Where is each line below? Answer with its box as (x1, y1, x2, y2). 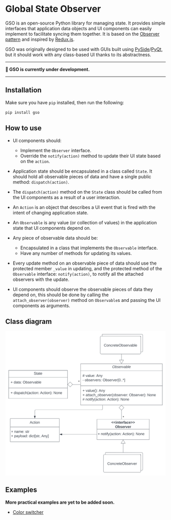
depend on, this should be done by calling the (12, 292, 109, 298)
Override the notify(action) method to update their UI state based (20, 153, 161, 159)
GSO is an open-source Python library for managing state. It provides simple (5, 20, 165, 26)
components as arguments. (12, 302, 70, 309)
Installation (5, 86, 42, 94)
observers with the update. (12, 276, 70, 282)
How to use (5, 124, 42, 133)
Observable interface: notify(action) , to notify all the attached (12, 271, 144, 277)
